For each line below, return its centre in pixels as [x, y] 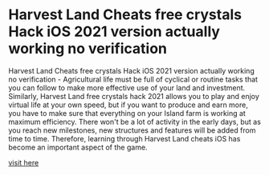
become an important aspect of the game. [78, 147]
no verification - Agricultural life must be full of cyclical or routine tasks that [133, 79]
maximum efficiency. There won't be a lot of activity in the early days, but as [134, 121]
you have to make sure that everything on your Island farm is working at [127, 113]
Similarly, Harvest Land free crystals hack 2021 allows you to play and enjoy [134, 96]
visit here [24, 162]
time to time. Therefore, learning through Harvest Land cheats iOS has [124, 138]
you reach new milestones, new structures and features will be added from [132, 130]
